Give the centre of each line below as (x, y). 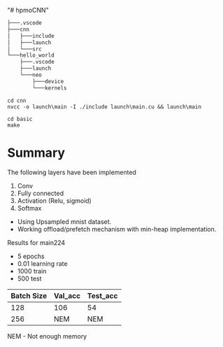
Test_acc (102, 295)
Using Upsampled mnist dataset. (64, 221)
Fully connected (41, 193)
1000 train (32, 271)
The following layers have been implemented (72, 172)
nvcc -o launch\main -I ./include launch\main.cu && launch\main (104, 107)
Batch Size (29, 295)
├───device (48, 81)
